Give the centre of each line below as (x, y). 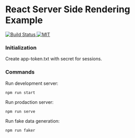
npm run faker (20, 130)
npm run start (20, 93)
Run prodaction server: (29, 102)
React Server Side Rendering (68, 9)
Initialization (21, 48)
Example (24, 20)
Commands (20, 72)
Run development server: (32, 83)
